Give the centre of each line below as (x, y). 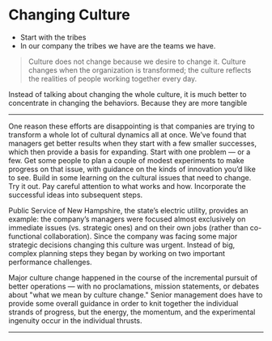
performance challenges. (50, 262)
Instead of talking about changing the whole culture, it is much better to (127, 94)
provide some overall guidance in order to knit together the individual (123, 303)
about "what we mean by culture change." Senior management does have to (136, 295)
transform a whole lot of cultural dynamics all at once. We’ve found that (127, 134)
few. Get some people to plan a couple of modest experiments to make (126, 160)
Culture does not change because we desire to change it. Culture (137, 61)
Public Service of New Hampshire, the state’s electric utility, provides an (128, 210)
